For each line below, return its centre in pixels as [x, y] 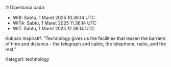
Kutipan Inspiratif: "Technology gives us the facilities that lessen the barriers [86, 38]
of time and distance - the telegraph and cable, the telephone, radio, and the [86, 44]
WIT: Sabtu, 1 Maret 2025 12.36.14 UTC [54, 28]
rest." [11, 49]
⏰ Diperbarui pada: [26, 7]
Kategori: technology [27, 59]
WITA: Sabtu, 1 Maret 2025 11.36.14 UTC [55, 23]
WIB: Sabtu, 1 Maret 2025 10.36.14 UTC [54, 18]
